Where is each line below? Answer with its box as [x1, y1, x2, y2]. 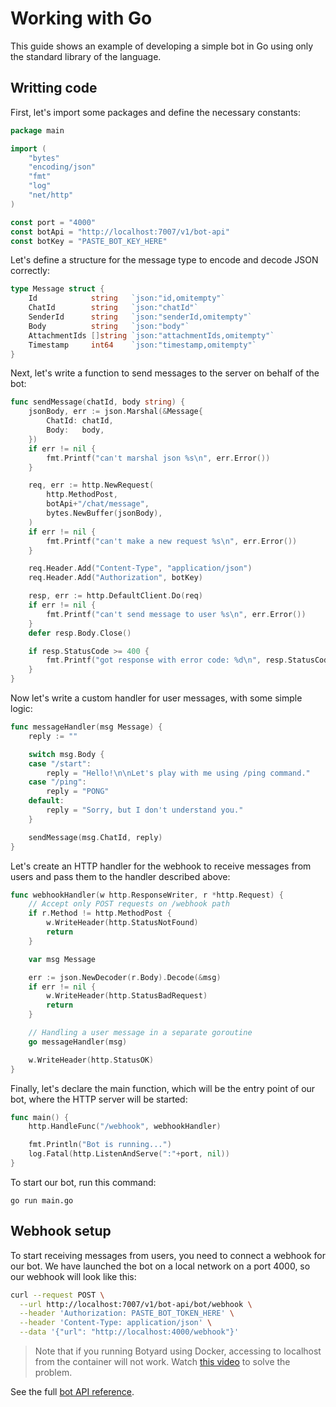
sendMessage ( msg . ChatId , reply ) [28, 832, 163, 842]
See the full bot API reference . [10, 1386, 135, 1398]
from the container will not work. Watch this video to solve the [34, 1356, 291, 1368]
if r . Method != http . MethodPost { [28, 908, 172, 919]
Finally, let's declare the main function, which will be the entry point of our [10, 1082, 316, 1094]
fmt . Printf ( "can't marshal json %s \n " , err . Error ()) [46, 453, 271, 463]
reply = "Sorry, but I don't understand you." [46, 805, 244, 815]
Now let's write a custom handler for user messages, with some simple [10, 692, 303, 704]
